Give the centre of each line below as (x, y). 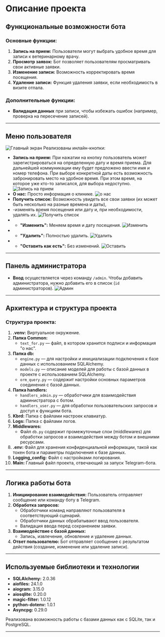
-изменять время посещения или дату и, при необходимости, (78, 209)
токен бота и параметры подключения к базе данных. (69, 453)
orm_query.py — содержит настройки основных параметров (83, 380)
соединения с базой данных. (50, 385)
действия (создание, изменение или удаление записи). (71, 547)
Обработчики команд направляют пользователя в (72, 511)
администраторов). (33, 288)
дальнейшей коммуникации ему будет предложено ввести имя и (81, 168)
